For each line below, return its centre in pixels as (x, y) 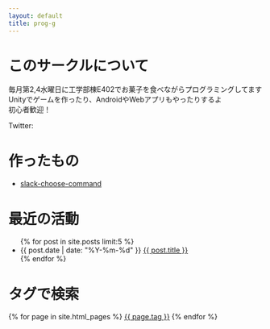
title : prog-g (32, 23)
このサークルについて (79, 66)
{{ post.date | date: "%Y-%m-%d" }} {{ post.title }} (104, 250)
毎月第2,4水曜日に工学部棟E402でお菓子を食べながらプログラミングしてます (135, 90)
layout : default (35, 16)
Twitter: (21, 126)
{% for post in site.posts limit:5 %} (77, 242)
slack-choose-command (61, 184)
